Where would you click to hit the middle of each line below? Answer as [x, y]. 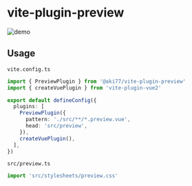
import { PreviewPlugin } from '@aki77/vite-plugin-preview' [97, 81]
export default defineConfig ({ [52, 100]
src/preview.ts [29, 164]
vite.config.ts [29, 69]
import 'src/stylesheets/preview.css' [63, 176]
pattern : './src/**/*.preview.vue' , [78, 120]
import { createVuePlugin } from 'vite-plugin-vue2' [84, 87]
